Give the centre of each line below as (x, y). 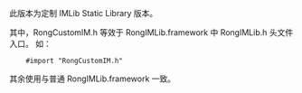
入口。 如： (30, 44)
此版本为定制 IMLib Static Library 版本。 (84, 13)
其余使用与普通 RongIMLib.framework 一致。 (93, 79)
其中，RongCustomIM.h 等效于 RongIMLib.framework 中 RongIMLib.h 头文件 (151, 33)
